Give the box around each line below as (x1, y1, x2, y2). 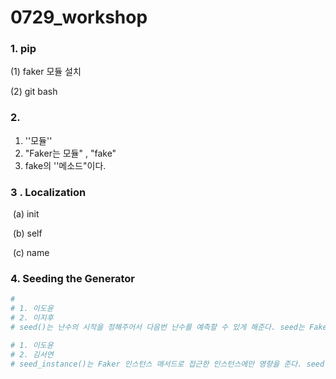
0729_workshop (10, 6, 148, 29)
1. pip (10, 42, 37, 56)
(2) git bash (10, 86, 58, 98)
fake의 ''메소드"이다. (24, 159, 107, 171)
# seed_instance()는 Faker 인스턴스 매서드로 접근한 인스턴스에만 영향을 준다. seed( (10, 359, 330, 369)
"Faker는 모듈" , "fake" (24, 147, 117, 159)
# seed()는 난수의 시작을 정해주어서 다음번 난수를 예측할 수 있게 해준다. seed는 (10, 322, 305, 332)
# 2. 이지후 (10, 313, 54, 323)
